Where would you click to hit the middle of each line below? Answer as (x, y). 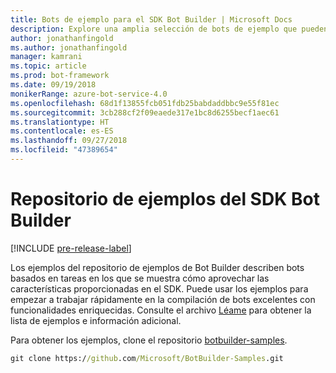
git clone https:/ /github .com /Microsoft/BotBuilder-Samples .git (147, 358)
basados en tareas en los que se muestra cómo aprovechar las (140, 278)
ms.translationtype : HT (60, 122)
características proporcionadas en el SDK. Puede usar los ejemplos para (159, 288)
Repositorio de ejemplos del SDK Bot (165, 199)
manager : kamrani (46, 57)
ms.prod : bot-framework (60, 76)
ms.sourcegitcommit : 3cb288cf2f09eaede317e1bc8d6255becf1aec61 (145, 112)
